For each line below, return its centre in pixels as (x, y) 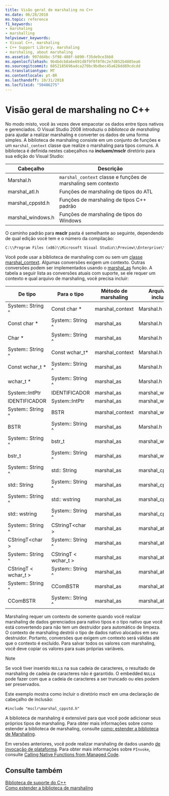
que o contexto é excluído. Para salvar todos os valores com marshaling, (80, 643)
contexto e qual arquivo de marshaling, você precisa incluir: (67, 278)
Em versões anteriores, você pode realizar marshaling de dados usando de (83, 744)
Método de (114, 291)
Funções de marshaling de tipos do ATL (106, 191)
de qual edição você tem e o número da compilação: (60, 238)
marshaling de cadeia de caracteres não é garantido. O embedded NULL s (80, 673)
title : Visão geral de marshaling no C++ (49, 10)
